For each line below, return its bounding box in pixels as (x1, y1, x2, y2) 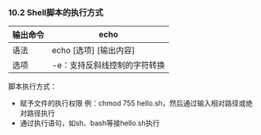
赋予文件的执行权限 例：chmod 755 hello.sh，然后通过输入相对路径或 (19, 98, 246, 108)
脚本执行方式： (8, 82, 57, 91)
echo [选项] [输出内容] (52, 45, 136, 56)
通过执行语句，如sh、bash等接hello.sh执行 (19, 118, 160, 128)
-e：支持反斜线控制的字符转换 (52, 60, 165, 71)
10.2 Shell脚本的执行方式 (8, 6, 104, 17)
